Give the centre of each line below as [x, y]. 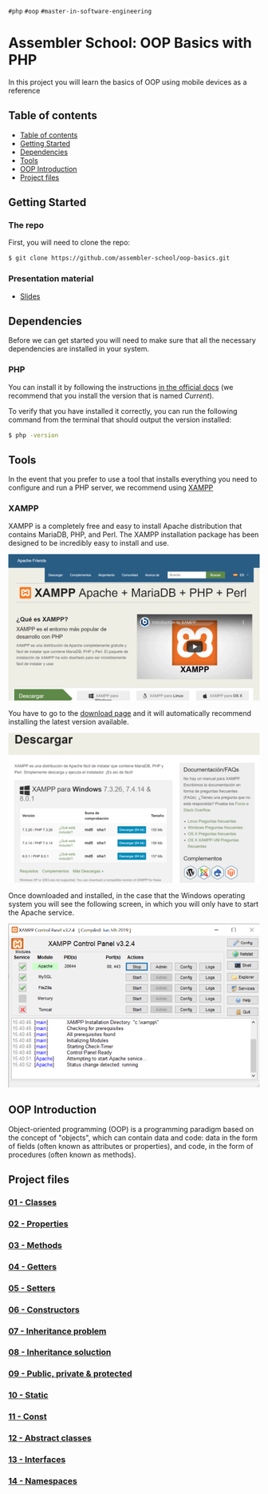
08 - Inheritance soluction [60, 1353]
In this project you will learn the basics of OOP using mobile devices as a [128, 81]
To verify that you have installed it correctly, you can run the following [123, 411]
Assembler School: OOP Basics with [130, 43]
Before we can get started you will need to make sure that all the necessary [132, 340]
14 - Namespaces [43, 1480]
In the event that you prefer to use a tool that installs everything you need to [133, 479]
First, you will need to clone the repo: [69, 243]
